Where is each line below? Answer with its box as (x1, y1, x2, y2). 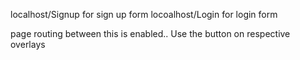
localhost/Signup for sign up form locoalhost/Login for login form (10, 9, 278, 20)
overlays (10, 39, 46, 50)
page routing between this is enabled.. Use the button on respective (10, 28, 291, 39)
